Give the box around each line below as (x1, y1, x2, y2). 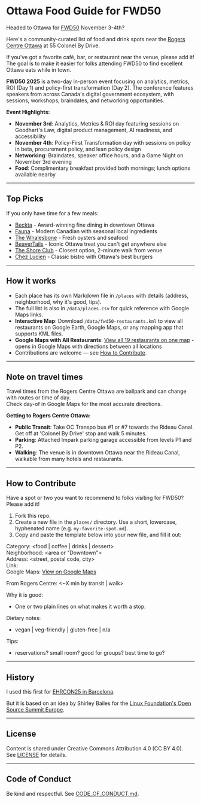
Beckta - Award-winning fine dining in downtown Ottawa (14, 221, 155, 228)
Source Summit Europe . (6, 706, 65, 713)
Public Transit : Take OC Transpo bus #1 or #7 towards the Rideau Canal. (14, 423, 194, 431)
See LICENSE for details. (6, 751, 67, 758)
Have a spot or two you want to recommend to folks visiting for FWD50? (6, 494, 184, 502)
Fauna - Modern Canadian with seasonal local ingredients (14, 227, 157, 234)
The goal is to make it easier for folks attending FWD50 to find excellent (6, 60, 183, 67)
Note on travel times (6, 372, 83, 382)
